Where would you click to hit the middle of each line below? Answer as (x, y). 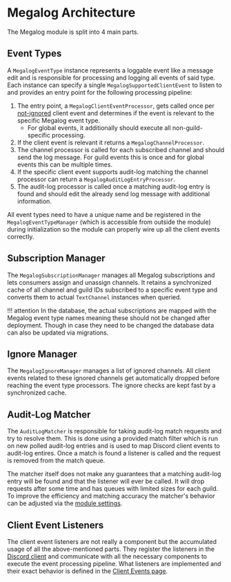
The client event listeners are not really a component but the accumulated (112, 542)
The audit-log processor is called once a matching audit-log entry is (113, 186)
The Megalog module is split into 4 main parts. (73, 32)
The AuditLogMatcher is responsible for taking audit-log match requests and (114, 431)
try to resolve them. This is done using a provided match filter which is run (113, 439)
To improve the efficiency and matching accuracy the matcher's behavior (111, 496)
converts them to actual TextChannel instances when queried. (94, 297)
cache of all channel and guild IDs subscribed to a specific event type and (112, 290)
